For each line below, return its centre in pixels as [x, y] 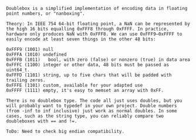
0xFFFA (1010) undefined [36, 54]
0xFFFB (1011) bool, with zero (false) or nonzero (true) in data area [98, 60]
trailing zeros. [26, 80]
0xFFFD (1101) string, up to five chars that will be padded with [89, 75]
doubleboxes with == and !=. [42, 121]
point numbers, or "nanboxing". [45, 13]
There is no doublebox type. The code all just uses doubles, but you [94, 101]
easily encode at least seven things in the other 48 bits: [81, 39]
